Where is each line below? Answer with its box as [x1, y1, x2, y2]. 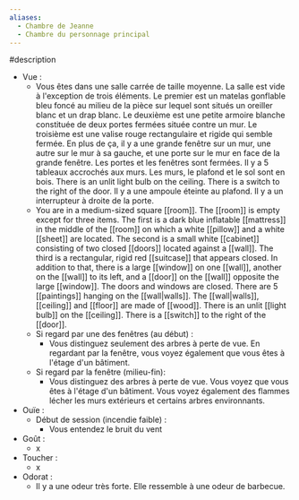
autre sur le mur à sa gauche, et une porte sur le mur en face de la [35, 148, 280, 159]
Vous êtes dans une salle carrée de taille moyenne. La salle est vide [35, 82, 286, 92]
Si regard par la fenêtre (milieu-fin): [35, 366, 167, 377]
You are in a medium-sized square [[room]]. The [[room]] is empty [35, 205, 280, 216]
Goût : [21, 434, 46, 444]
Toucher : [21, 453, 58, 463]
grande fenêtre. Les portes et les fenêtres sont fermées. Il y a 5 [35, 158, 269, 168]
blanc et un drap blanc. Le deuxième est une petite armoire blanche [35, 109, 286, 121]
